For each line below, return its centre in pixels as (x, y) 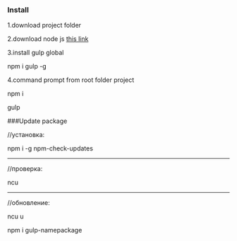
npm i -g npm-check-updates (50, 148)
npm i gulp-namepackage (45, 230)
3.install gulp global (36, 53)
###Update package (37, 121)
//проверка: (25, 169)
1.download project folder (44, 25)
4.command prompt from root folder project (71, 80)
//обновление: (29, 203)
